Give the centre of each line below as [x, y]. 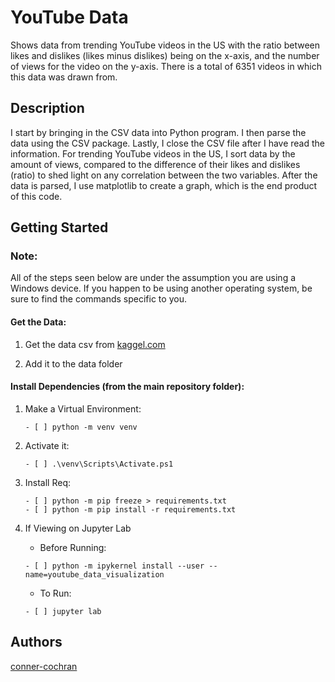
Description [47, 108]
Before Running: [73, 547]
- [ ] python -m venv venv [81, 427]
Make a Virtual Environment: [83, 408]
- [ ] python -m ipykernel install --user [114, 566]
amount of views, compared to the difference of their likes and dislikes [155, 164]
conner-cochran [44, 666]
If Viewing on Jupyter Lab [78, 528]
